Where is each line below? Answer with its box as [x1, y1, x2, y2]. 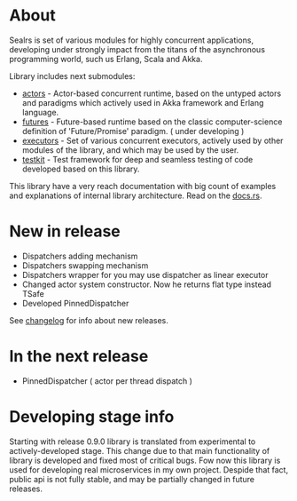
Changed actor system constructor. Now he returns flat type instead [21, 279, 272, 290]
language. [21, 107, 59, 117]
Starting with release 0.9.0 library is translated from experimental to [9, 436, 256, 447]
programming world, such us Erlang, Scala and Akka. [9, 53, 203, 64]
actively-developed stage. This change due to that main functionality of [9, 445, 270, 456]
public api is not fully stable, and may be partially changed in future [9, 473, 255, 484]
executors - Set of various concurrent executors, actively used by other [21, 135, 284, 146]
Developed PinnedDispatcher [21, 298, 129, 308]
